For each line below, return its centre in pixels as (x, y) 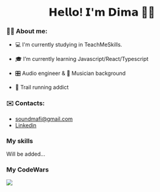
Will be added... (26, 154)
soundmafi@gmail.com (44, 119)
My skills (20, 141)
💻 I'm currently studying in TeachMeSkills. (68, 45)
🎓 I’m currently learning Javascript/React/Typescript (82, 59)
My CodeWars (28, 170)
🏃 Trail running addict (42, 88)
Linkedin (26, 125)
